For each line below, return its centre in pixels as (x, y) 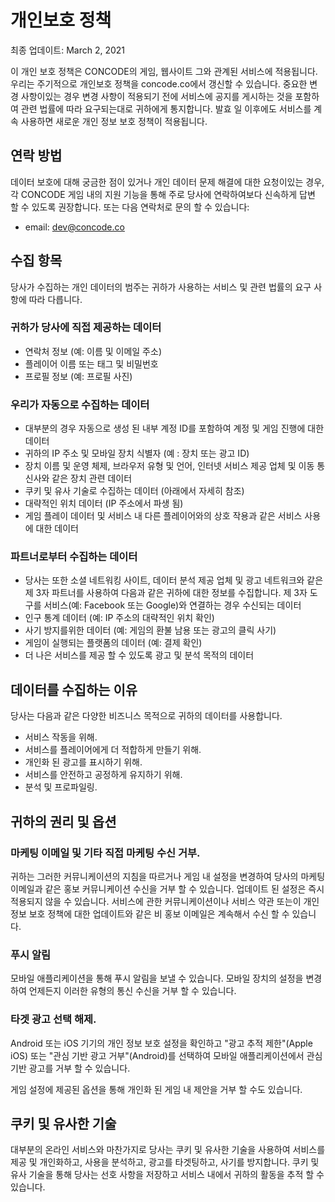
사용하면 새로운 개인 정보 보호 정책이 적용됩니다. (114, 121)
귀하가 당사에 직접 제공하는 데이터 (86, 328)
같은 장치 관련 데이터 (92, 478)
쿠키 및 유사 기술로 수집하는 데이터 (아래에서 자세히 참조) (134, 491)
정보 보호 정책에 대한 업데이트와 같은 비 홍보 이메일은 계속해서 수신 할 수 (150, 913)
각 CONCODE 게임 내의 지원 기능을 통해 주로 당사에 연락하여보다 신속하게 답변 (163, 194)
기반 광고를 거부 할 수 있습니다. (70, 1068)
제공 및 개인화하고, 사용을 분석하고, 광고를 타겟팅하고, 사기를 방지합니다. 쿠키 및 (165, 1162)
